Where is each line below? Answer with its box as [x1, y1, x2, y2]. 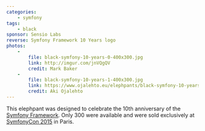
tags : [6, 20, 20, 26]
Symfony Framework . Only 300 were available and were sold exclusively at [6, 111, 195, 119]
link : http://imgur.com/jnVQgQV [28, 60, 111, 66]
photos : [6, 43, 26, 49]
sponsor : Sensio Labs [6, 32, 62, 38]
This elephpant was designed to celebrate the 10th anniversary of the [6, 105, 181, 112]
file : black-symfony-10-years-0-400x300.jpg [28, 54, 143, 60]
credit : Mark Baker [28, 65, 78, 72]
